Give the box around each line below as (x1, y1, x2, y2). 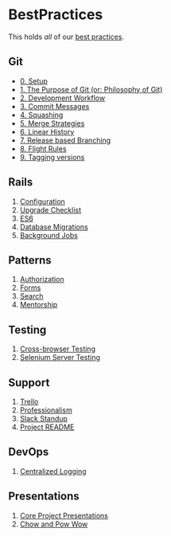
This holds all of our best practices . (8, 32, 125, 41)
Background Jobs (19, 230, 78, 240)
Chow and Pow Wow (19, 519, 88, 529)
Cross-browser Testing (19, 344, 95, 354)
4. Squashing (19, 110, 64, 119)
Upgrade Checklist (19, 205, 82, 214)
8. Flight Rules (19, 143, 67, 153)
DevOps (8, 445, 49, 459)
